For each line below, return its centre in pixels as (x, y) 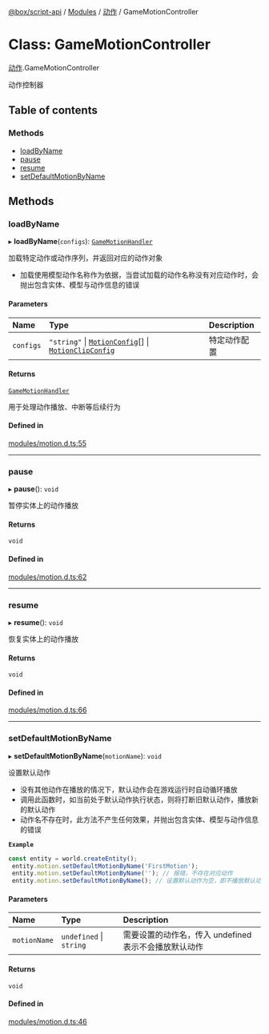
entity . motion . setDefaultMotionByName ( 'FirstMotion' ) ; (105, 866)
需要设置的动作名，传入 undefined (187, 935)
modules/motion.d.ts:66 (48, 710)
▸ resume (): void (36, 622)
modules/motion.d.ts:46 (48, 1021)
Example (21, 844)
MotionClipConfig (82, 350)
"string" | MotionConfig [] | (99, 341)
